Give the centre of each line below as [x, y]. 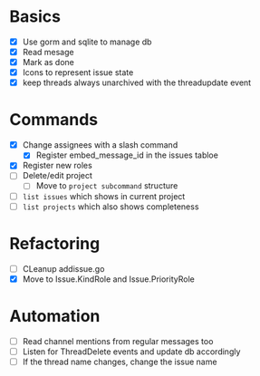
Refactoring [55, 243]
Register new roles [57, 166]
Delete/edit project [58, 176]
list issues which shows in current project [104, 196]
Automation [55, 316]
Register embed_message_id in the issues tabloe [127, 155]
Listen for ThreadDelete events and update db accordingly [131, 352]
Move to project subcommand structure [107, 186]
